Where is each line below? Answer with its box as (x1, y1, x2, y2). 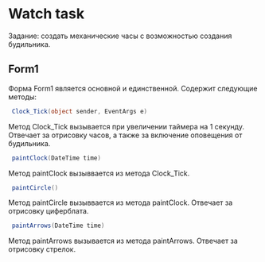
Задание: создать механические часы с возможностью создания (8, 31, 232, 40)
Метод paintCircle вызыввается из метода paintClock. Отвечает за (8, 198, 233, 207)
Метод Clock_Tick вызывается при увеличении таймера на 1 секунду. (8, 121, 245, 131)
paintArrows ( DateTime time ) (11, 222, 105, 230)
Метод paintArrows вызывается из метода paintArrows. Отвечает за (8, 236, 239, 246)
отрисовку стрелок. (8, 245, 76, 254)
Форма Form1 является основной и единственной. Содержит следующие (8, 83, 258, 93)
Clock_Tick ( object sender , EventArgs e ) (11, 107, 148, 115)
